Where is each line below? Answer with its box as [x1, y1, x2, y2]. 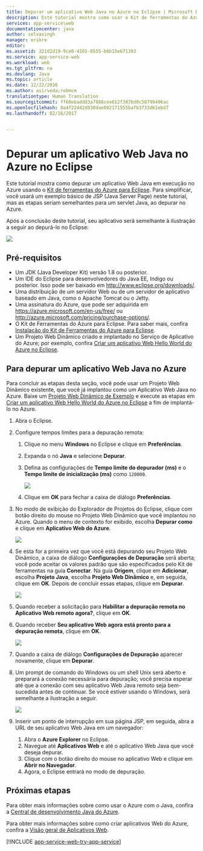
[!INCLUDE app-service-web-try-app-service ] [6, 838, 121, 845]
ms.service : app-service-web [6, 54, 80, 60]
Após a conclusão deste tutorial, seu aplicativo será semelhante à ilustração [6, 217, 196, 225]
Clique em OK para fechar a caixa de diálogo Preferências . [24, 493, 172, 500]
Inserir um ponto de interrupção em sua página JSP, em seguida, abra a [14, 717, 195, 724]
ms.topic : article [6, 76, 53, 82]
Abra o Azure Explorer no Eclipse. [24, 735, 110, 743]
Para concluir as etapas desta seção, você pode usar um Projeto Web [6, 379, 180, 386]
